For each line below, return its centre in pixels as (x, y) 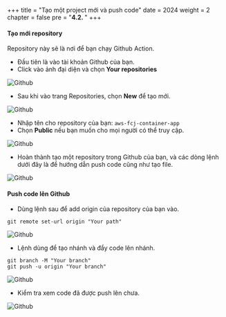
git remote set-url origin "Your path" (65, 222)
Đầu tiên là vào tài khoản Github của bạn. (76, 62)
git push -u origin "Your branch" (57, 267)
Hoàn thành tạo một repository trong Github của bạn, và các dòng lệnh (118, 157)
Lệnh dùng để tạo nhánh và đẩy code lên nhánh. (86, 248)
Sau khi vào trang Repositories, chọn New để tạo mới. (94, 96)
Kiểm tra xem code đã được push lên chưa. (78, 293)
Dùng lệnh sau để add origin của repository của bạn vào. (98, 209)
